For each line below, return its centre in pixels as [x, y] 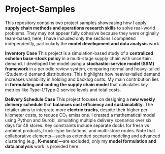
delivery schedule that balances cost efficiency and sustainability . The [79, 104]
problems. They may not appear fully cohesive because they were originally [82, 33]
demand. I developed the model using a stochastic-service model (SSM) [80, 63]
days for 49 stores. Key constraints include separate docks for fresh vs [77, 125]
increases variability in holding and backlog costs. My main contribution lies [82, 79]
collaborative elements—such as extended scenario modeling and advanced [83, 136]
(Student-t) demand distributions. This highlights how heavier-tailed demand [83, 74]
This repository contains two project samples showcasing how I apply [76, 23]
